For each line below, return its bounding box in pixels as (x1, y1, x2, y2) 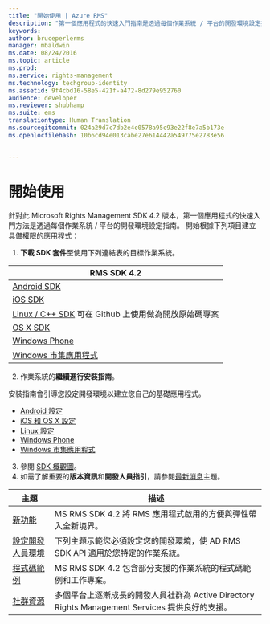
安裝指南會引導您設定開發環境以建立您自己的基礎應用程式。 (8, 389, 206, 398)
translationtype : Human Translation (8, 116, 131, 124)
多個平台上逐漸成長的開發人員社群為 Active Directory (55, 589, 255, 601)
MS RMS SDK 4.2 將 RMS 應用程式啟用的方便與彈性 (55, 508, 249, 519)
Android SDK (12, 280, 62, 292)
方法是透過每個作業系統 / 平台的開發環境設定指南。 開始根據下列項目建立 (14, 220, 256, 230)
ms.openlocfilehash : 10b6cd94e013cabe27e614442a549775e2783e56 (8, 131, 225, 139)
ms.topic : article (8, 57, 70, 65)
